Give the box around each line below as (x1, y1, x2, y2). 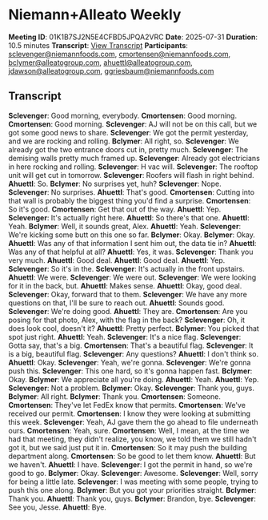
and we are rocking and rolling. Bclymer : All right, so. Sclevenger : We (8, 136, 239, 146)
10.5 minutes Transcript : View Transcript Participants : (8, 40, 188, 50)
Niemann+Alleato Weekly (8, 6, 182, 24)
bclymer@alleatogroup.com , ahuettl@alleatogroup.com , (8, 58, 194, 67)
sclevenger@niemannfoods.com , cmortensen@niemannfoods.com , (8, 49, 231, 58)
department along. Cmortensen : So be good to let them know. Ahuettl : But (8, 451, 256, 461)
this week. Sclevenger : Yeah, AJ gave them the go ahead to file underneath (8, 417, 258, 426)
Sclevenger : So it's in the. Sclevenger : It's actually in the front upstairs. (8, 264, 246, 273)
